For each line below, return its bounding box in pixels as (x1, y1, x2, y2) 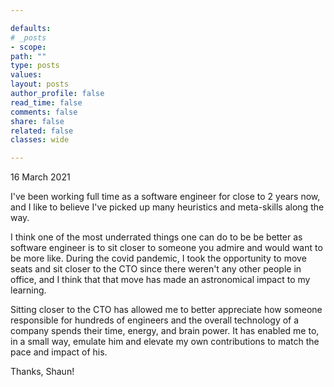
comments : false (10, 107, 78, 117)
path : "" (10, 51, 47, 61)
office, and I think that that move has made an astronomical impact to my (10, 274, 311, 286)
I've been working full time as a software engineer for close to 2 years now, (10, 191, 321, 203)
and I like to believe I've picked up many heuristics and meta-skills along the (10, 201, 325, 213)
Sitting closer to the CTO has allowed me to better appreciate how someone (10, 304, 323, 316)
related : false (10, 126, 74, 136)
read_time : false (10, 97, 83, 108)
